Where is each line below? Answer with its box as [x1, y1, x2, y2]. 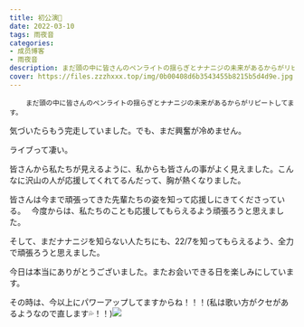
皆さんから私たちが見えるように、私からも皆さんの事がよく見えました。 [9, 163, 279, 174]
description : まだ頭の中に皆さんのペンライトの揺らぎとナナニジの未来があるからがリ [9, 64, 291, 73]
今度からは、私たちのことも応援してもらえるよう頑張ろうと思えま [31, 205, 277, 216]
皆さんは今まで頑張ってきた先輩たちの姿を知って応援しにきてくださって [9, 193, 278, 204]
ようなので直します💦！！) [16, 308, 113, 319]
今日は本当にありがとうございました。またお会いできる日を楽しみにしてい [9, 266, 287, 276]
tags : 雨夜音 [9, 30, 54, 39]
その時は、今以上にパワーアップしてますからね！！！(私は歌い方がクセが [9, 296, 281, 307]
